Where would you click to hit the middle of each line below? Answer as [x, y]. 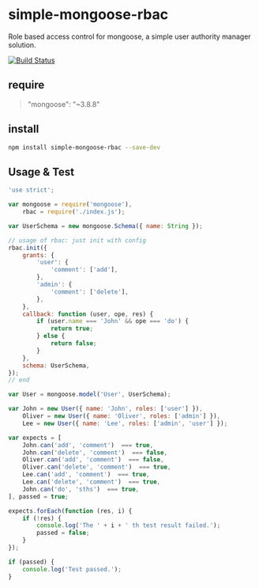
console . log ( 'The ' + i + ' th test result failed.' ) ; [129, 525]
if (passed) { [32, 562]
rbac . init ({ [28, 248]
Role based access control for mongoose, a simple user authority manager [129, 36]
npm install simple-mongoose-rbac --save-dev [84, 147]
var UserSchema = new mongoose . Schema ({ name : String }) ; [105, 226]
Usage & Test [41, 172]
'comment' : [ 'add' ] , [84, 270]
